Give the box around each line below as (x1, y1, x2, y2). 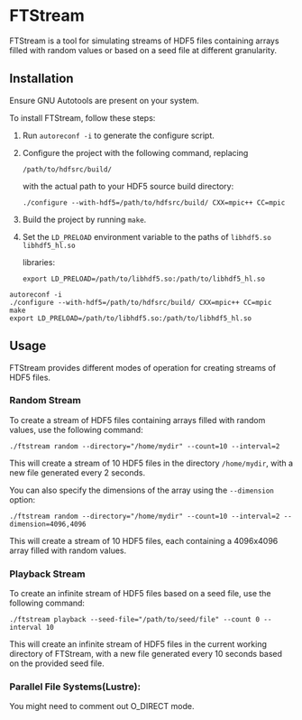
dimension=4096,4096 (9, 520, 87, 529)
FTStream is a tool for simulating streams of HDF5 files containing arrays (9, 35, 279, 46)
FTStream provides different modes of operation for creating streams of (9, 362, 277, 373)
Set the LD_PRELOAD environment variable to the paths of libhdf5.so (22, 231, 272, 242)
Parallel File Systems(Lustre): (9, 680, 142, 693)
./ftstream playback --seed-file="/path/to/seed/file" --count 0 (9, 615, 260, 624)
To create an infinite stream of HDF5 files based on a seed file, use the (9, 588, 272, 599)
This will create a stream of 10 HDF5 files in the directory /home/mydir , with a (9, 457, 294, 468)
